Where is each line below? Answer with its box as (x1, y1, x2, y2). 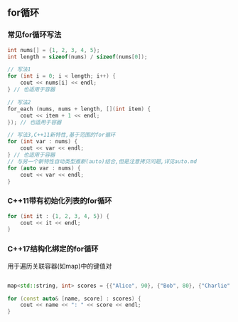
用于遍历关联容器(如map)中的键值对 (7, 261, 112, 270)
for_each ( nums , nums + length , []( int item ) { (7, 105, 151, 113)
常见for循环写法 (7, 30, 62, 40)
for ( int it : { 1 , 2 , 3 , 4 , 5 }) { (7, 212, 110, 219)
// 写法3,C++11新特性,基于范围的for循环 (7, 131, 116, 139)
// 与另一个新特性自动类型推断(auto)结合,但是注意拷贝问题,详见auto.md (7, 157, 198, 165)
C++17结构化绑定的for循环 (7, 244, 99, 254)
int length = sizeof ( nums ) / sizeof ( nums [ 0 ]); (7, 53, 148, 61)
